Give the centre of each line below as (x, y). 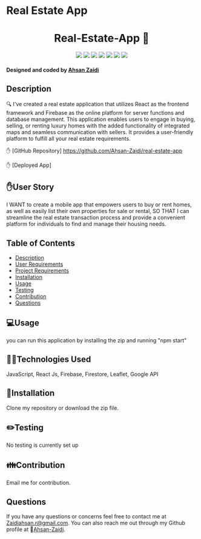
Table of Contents (41, 243)
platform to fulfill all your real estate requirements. (69, 138)
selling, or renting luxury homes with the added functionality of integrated (98, 126)
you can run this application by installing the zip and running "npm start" (97, 340)
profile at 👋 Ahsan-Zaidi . (36, 529)
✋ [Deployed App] (29, 165)
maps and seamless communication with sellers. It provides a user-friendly (100, 132)
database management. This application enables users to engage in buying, (101, 119)
